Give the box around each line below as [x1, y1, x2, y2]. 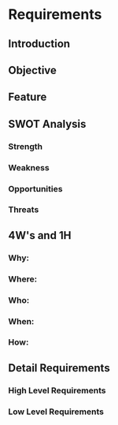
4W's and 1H [8, 229, 72, 242]
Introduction [8, 37, 71, 50]
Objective [8, 63, 57, 76]
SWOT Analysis [8, 117, 87, 131]
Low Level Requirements [8, 406, 105, 417]
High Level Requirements [8, 385, 106, 396]
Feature [8, 91, 47, 104]
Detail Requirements [8, 361, 110, 375]
